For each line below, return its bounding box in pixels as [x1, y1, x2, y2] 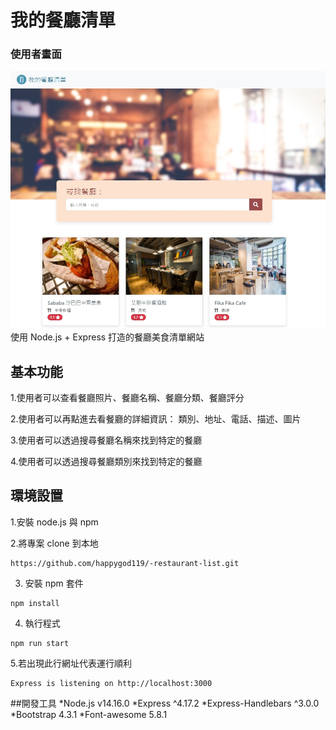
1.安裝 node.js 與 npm [10, 516, 99, 528]
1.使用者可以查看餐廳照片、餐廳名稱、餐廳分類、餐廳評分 [10, 392, 245, 403]
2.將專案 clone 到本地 [10, 537, 99, 549]
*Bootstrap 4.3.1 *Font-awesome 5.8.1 [10, 708, 168, 720]
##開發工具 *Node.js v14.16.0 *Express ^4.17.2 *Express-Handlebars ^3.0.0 [10, 697, 320, 709]
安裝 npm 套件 [24, 577, 84, 589]
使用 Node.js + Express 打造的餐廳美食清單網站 [10, 331, 205, 343]
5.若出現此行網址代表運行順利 [10, 657, 132, 669]
